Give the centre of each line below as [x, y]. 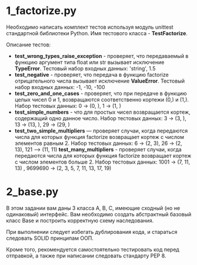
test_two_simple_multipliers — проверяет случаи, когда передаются [101, 131]
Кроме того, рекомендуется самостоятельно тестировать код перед [93, 249]
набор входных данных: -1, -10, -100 [60, 87]
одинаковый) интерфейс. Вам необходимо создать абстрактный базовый [99, 214]
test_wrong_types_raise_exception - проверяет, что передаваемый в [101, 56]
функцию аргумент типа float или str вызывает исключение [89, 62]
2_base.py [32, 192]
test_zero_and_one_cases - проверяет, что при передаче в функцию [101, 93]
